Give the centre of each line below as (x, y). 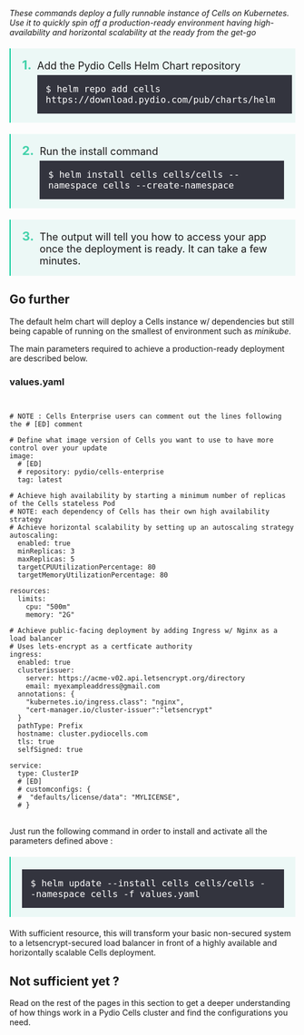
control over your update (58, 448)
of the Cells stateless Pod (63, 504)
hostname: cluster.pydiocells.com (83, 734)
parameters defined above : (61, 841)
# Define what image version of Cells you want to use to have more (142, 440)
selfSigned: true (50, 750)
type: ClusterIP (48, 774)
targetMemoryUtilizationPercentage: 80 (93, 575)
